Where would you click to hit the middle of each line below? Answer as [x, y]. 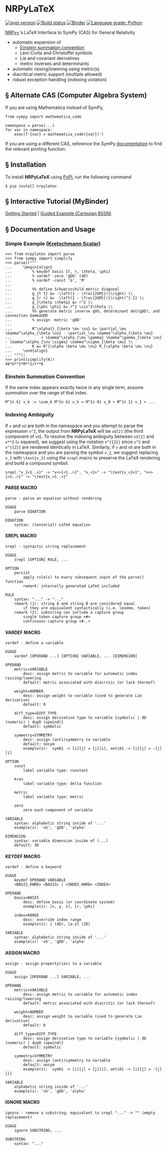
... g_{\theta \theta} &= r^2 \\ [49, 303]
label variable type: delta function [62, 784]
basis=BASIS [26, 898]
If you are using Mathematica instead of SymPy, [54, 107]
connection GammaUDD [27, 316]
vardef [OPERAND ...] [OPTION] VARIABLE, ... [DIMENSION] [76, 656]
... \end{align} [27, 351]
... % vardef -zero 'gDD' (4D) [47, 276]
